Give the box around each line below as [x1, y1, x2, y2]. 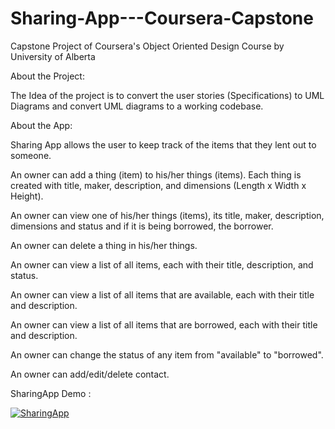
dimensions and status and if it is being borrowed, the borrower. [10, 220, 274, 232]
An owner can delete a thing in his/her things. [10, 239, 198, 251]
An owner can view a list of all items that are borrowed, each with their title [10, 318, 318, 331]
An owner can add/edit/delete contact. [10, 368, 170, 380]
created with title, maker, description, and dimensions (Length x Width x [10, 179, 307, 191]
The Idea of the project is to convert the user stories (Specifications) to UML [10, 89, 325, 101]
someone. [10, 149, 52, 161]
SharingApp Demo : [10, 387, 92, 399]
